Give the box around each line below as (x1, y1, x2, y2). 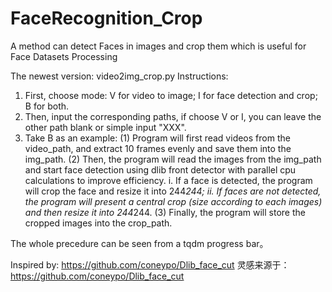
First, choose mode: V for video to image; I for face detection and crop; (24, 89, 318, 101)
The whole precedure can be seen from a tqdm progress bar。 (10, 237, 269, 249)
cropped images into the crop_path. (24, 217, 173, 229)
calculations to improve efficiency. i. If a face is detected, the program (24, 174, 313, 186)
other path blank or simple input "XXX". (24, 121, 187, 133)
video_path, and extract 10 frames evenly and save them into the (24, 142, 292, 154)
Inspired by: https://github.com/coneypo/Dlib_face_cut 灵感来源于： (10, 258, 290, 271)
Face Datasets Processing (10, 50, 118, 62)
